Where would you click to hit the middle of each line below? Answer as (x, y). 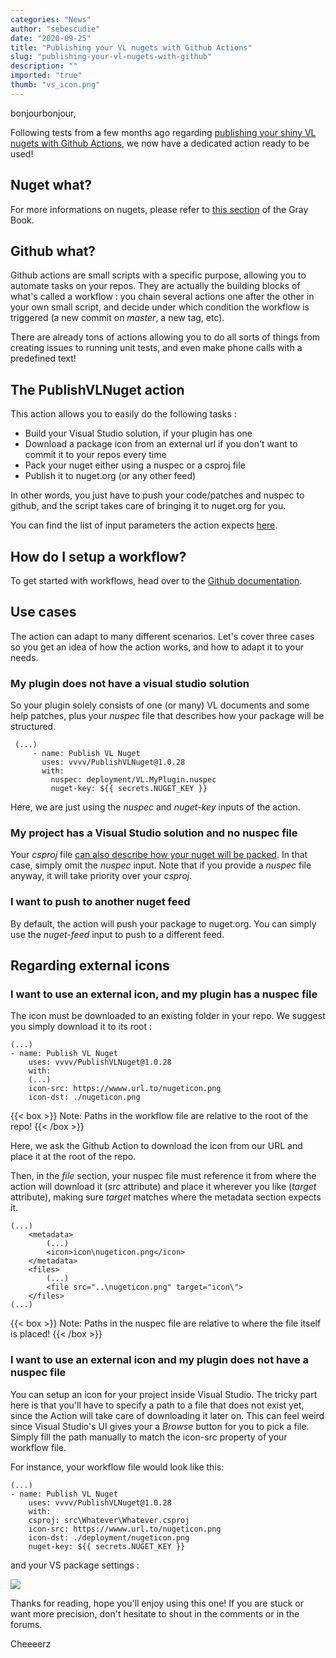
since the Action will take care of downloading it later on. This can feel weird (167, 1415)
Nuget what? (51, 185)
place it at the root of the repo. (73, 1157)
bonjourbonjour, (43, 113)
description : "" (44, 66)
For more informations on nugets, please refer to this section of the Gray (159, 209)
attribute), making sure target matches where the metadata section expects (166, 1197)
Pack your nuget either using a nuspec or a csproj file (135, 465)
